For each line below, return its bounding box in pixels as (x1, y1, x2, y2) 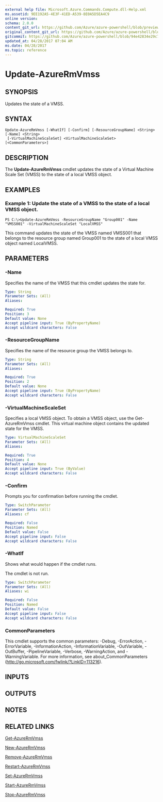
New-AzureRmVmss (5, 744, 46, 750)
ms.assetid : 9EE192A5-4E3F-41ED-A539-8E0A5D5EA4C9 (5, 12, 110, 16)
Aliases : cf (5, 512, 29, 517)
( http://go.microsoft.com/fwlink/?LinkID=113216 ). (5, 658, 103, 665)
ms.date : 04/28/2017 (5, 43, 47, 48)
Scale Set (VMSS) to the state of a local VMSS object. (5, 172, 113, 178)
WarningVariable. (5, 654, 40, 659)
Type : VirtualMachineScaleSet (5, 435, 66, 440)
